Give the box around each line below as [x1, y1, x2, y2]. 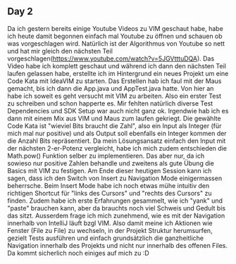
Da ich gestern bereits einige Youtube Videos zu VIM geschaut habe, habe [7, 24, 223, 32]
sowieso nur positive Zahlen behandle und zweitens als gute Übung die [7, 158, 215, 168]
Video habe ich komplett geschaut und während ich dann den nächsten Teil [7, 61, 227, 70]
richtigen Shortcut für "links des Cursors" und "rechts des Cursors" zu [7, 189, 212, 197]
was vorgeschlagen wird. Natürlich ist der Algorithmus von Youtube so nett [7, 39, 225, 48]
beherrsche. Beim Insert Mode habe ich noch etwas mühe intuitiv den [7, 181, 210, 189]
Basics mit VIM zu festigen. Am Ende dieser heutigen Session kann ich [7, 166, 212, 175]
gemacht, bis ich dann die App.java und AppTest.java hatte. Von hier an [7, 84, 214, 92]
